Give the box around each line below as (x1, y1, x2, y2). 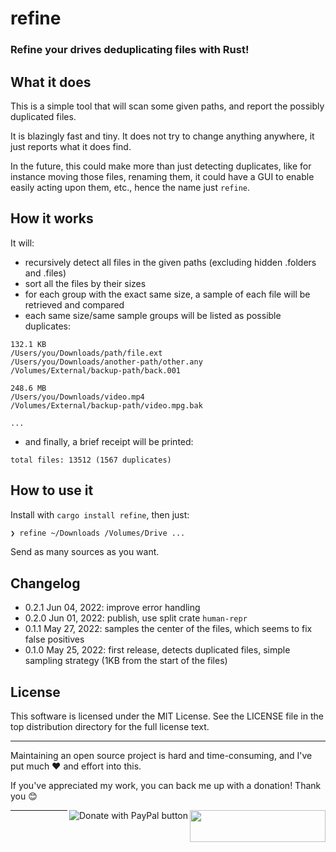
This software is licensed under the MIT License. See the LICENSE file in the (10, 710, 324, 722)
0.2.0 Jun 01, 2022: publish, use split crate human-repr (24, 612, 248, 624)
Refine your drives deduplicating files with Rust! (10, 43, 250, 57)
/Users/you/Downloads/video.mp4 (10, 392, 145, 402)
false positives (24, 633, 85, 646)
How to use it (10, 482, 94, 499)
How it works (10, 210, 94, 227)
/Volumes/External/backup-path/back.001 (10, 365, 182, 376)
